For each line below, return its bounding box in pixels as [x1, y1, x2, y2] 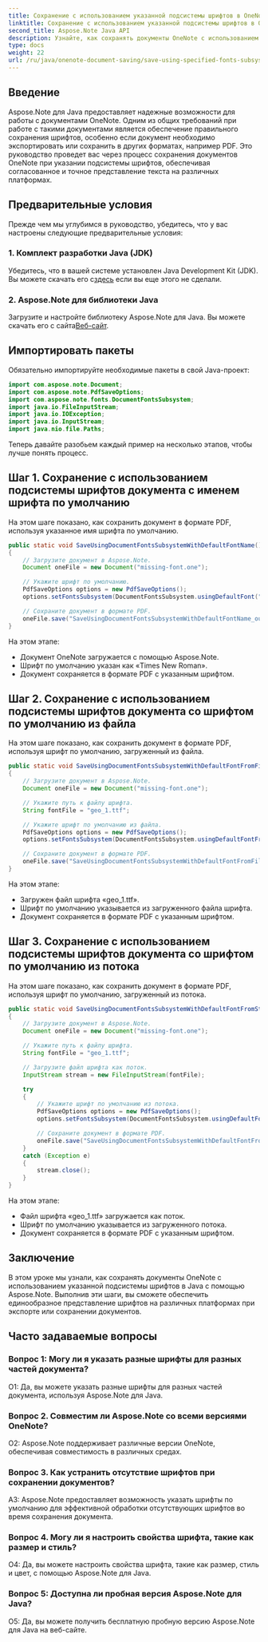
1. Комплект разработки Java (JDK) [8, 248, 153, 259]
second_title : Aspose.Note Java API [8, 26, 130, 34]
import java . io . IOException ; [8, 410, 105, 418]
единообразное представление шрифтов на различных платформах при [8, 1298, 255, 1307]
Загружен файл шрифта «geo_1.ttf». [19, 894, 140, 904]
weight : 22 [8, 49, 45, 57]
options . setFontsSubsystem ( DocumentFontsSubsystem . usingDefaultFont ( [22, 593, 259, 601]
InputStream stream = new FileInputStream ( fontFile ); [22, 1071, 205, 1079]
